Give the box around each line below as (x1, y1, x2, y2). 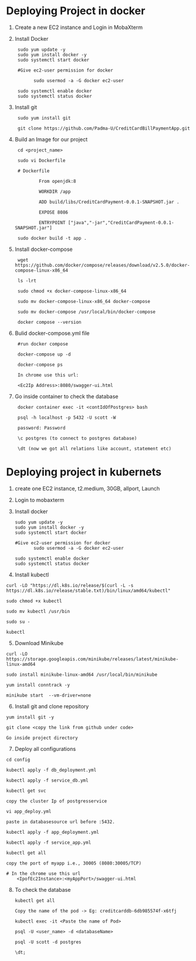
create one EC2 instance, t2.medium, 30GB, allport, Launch (14, 485, 160, 492)
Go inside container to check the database (14, 392, 118, 400)
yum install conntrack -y (6, 682, 70, 688)
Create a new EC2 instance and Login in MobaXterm (14, 24, 143, 31)
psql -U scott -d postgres (14, 939, 82, 945)
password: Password (17, 425, 66, 431)
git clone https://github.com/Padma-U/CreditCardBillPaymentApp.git (17, 125, 191, 131)
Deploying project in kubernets (6, 466, 162, 479)
